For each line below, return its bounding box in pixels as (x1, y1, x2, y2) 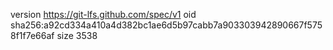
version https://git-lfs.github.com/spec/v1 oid (10, 9, 197, 20)
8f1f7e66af (10, 30, 55, 41)
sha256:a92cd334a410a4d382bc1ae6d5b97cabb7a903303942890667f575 (10, 19, 323, 31)
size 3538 (56, 30, 98, 41)
